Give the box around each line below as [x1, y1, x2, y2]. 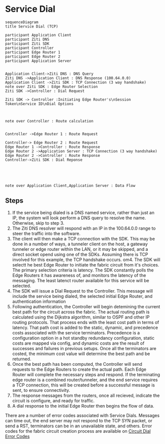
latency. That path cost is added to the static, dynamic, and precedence [12, 325, 159, 330]
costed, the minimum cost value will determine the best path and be [12, 351, 150, 356]
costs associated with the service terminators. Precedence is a [12, 329, 140, 335]
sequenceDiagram [5, 20, 38, 25]
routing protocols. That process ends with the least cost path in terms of [12, 319, 159, 325]
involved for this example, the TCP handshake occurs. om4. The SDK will [12, 257, 161, 263]
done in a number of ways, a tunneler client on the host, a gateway [12, 241, 148, 247]
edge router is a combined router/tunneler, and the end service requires [12, 377, 158, 383]
